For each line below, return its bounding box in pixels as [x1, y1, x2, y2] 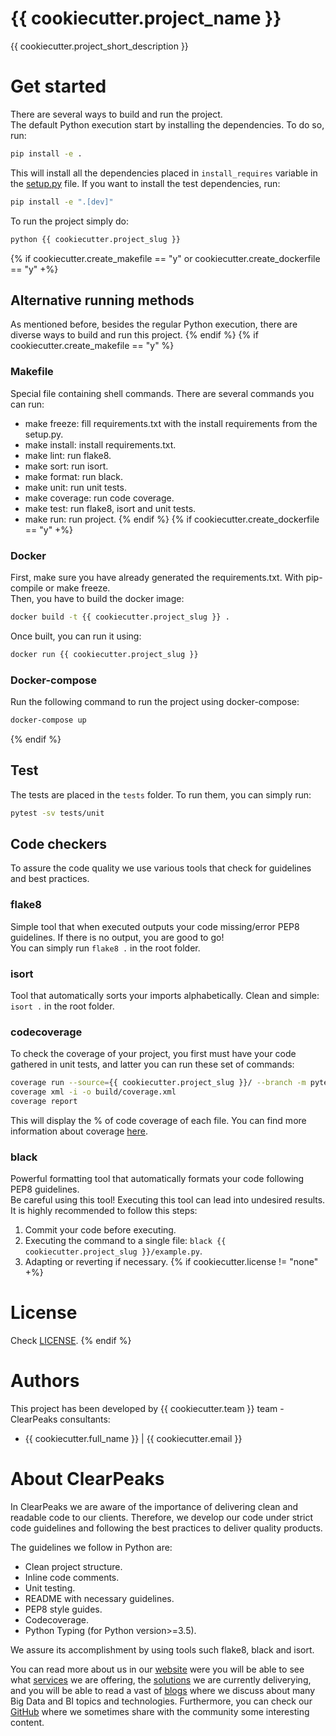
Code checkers [10, 835, 107, 852]
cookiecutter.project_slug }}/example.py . [24, 1245, 203, 1257]
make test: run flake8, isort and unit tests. [24, 502, 197, 514]
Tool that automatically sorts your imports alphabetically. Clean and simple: [10, 989, 320, 1001]
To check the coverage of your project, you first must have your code [10, 1048, 297, 1060]
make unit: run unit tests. [24, 481, 127, 493]
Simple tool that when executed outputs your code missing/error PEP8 [10, 920, 300, 932]
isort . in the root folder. [10, 1000, 115, 1012]
